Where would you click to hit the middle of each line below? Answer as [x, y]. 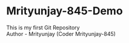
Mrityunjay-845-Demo [64, 11]
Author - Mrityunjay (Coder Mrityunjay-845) [61, 33]
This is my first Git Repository [43, 27]
